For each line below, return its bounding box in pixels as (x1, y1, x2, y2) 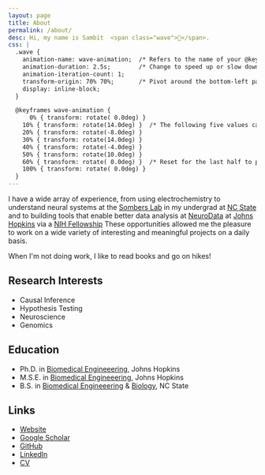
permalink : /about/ (8, 26, 73, 34)
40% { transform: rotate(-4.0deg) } (22, 143, 144, 151)
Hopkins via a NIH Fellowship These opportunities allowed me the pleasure (8, 219, 252, 229)
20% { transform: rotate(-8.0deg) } (22, 129, 144, 137)
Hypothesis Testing (19, 303, 83, 312)
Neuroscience (19, 312, 65, 321)
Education (8, 343, 60, 357)
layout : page (8, 11, 51, 20)
